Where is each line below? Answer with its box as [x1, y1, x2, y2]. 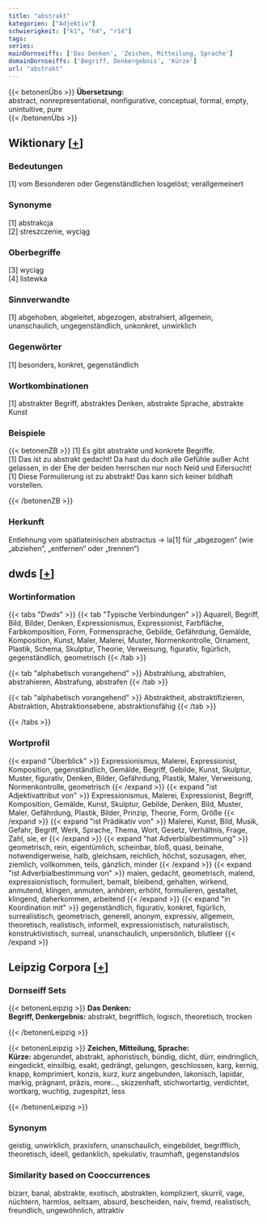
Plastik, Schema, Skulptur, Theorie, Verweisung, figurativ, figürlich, [8, 644, 231, 654]
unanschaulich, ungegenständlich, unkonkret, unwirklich [8, 321, 197, 331]
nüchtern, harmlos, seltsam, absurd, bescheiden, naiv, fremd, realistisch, [8, 1196, 251, 1206]
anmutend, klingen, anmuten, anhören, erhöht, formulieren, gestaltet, [8, 885, 239, 895]
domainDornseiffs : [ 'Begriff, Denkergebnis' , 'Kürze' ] [8, 58, 197, 66]
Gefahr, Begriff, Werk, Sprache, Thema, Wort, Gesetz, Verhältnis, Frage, [8, 825, 248, 834]
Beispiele [8, 427, 46, 438]
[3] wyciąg [8, 265, 44, 275]
